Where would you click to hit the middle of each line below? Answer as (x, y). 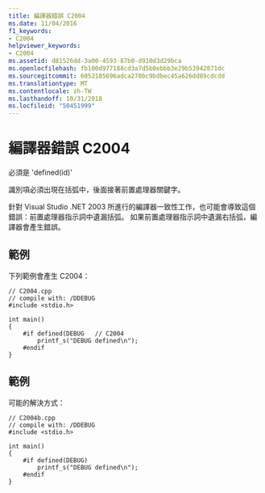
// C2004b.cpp (32, 418)
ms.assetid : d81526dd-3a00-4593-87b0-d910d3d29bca (95, 61)
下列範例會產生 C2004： (49, 276)
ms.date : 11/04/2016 (43, 23)
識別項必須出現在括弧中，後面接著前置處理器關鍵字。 (97, 190)
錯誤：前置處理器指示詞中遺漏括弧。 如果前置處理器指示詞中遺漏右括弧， (129, 217)
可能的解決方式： (37, 402)
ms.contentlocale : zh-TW (50, 91)
